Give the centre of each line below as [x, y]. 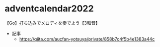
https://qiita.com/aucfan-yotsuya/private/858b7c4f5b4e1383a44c [87, 39]
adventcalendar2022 [49, 9]
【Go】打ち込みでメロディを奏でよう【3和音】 [52, 23]
